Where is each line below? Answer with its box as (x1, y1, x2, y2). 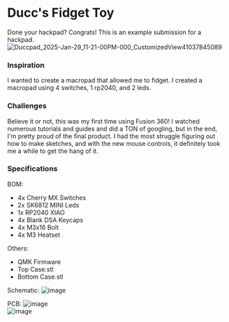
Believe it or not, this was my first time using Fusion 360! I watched (7, 117, 200, 125)
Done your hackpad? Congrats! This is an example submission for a (7, 28, 202, 36)
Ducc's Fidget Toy (7, 5, 114, 21)
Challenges (7, 101, 47, 111)
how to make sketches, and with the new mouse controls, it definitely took (7, 139, 221, 147)
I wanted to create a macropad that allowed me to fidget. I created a (7, 76, 202, 85)
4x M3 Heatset (17, 230, 61, 239)
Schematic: (7, 286, 40, 294)
